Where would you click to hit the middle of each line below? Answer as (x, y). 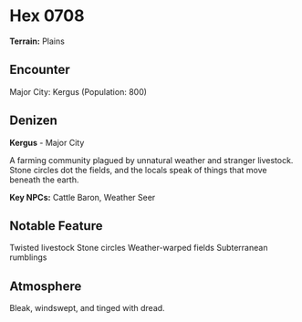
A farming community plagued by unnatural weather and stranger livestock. (151, 160)
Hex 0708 (47, 16)
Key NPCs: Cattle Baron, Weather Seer (83, 197)
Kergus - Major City (47, 142)
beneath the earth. (44, 180)
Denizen (33, 121)
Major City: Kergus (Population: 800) (78, 91)
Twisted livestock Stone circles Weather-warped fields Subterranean (139, 248)
